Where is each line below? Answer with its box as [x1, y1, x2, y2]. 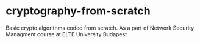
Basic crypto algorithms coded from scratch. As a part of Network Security [5, 24, 195, 31]
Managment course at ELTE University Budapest [5, 30, 127, 37]
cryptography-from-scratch [5, 4, 151, 18]
